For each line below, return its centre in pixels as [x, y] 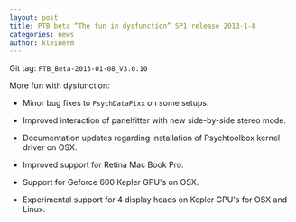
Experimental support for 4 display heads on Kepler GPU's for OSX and [155, 200]
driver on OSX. [50, 147]
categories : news [42, 34]
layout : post [34, 18]
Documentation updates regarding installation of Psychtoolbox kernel [151, 138]
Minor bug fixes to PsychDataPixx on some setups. [116, 103]
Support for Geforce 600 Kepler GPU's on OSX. [111, 182]
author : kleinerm [42, 43]
